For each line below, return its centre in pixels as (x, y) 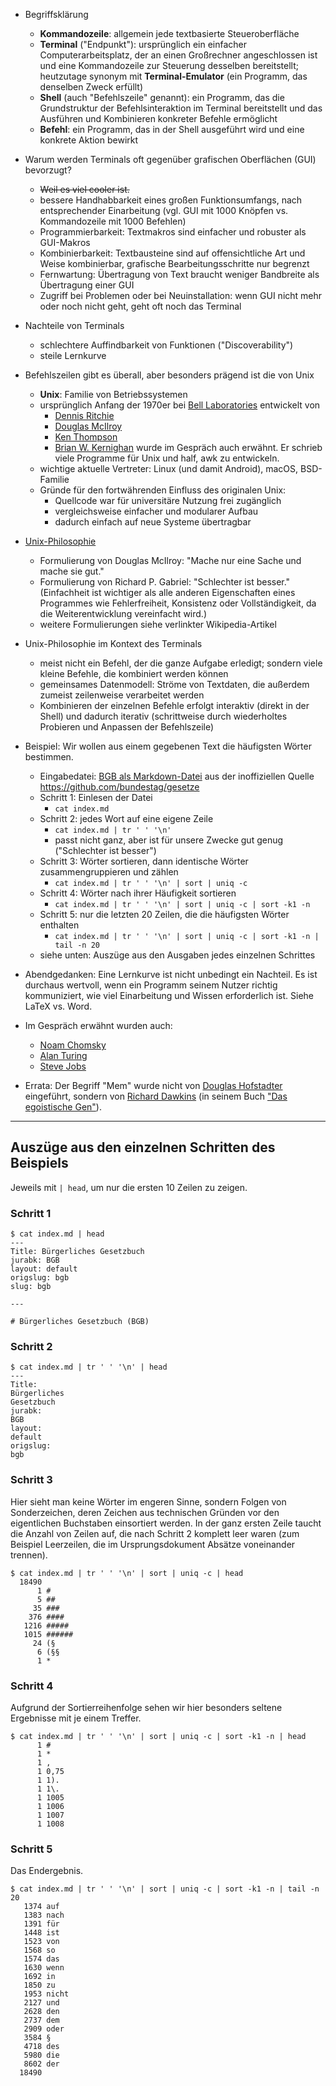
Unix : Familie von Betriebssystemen (113, 394)
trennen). (29, 1555)
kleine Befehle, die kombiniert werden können (134, 673)
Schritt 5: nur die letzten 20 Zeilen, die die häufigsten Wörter (164, 914)
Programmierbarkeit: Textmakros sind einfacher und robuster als (173, 232)
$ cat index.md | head (57, 1234)
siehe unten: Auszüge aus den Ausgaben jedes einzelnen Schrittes (177, 955)
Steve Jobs (63, 1066)
